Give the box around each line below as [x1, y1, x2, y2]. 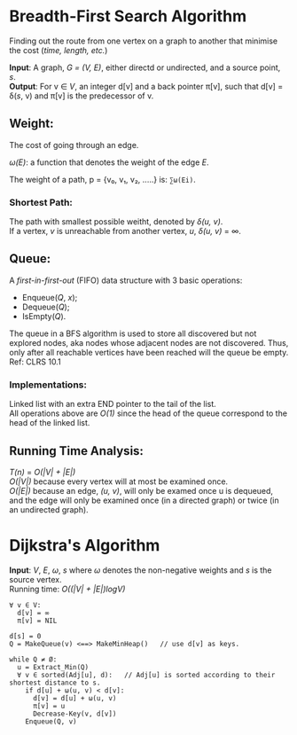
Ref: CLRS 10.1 [9, 356, 61, 367]
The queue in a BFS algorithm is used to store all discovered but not [9, 328, 257, 339]
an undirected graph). [9, 504, 89, 515]
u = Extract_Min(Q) [17, 662, 90, 671]
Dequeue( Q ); [21, 301, 70, 312]
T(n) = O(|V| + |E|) [9, 466, 76, 477]
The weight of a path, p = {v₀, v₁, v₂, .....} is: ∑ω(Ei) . [9, 174, 197, 184]
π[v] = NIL [17, 616, 58, 625]
